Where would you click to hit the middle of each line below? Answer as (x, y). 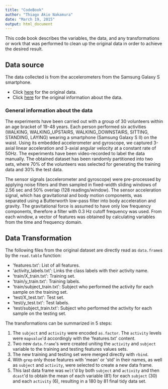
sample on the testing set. (39, 313)
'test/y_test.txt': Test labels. (41, 303)
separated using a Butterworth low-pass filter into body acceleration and (80, 201)
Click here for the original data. (45, 92)
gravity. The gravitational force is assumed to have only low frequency (78, 206)
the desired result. (24, 49)
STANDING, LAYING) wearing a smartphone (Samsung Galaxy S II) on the (81, 138)
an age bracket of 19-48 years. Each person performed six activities (76, 127)
